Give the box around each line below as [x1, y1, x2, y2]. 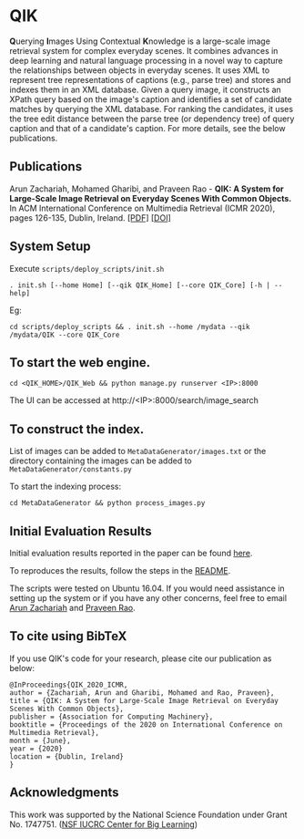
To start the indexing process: [9, 481, 122, 492]
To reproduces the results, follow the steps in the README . [9, 565, 231, 575]
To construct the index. [9, 421, 145, 437]
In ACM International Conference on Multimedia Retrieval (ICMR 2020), [9, 202, 276, 213]
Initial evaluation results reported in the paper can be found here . [9, 548, 253, 558]
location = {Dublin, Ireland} [9, 751, 125, 761]
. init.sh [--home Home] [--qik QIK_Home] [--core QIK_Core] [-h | [9, 280, 271, 290]
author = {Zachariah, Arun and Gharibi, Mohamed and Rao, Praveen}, [9, 688, 275, 698]
